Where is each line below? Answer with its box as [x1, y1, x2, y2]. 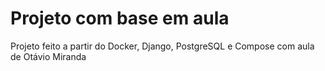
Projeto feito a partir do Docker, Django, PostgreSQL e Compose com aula [10, 40, 315, 52]
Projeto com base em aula [10, 7, 230, 30]
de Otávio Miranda [10, 50, 87, 62]
